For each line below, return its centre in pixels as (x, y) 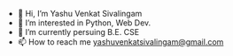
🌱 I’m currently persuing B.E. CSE (78, 32)
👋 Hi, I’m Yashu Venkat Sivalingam (80, 14)
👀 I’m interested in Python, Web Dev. (84, 23)
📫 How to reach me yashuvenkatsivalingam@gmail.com (120, 42)
